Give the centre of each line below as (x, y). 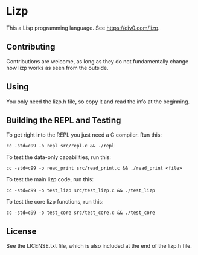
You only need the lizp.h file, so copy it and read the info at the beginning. (98, 102)
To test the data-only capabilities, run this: (59, 157)
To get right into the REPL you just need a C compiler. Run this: (84, 135)
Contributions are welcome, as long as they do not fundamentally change (97, 61)
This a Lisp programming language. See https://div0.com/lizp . (83, 28)
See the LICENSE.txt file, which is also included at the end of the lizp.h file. (99, 246)
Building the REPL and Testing (64, 120)
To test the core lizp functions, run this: (55, 202)
